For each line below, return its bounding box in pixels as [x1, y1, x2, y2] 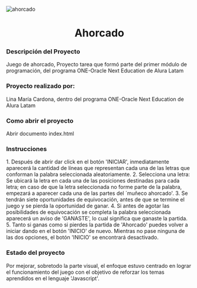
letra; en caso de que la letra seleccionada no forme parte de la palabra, [6, 184, 182, 191]
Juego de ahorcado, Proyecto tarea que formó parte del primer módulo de [6, 61, 188, 68]
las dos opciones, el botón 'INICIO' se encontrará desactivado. [6, 234, 159, 241]
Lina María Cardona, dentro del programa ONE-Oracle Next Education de [6, 95, 185, 103]
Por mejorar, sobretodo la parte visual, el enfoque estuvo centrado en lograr [6, 262, 191, 269]
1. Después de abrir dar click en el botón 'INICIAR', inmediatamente [6, 158, 170, 165]
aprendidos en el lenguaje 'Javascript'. [6, 274, 99, 281]
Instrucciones [6, 145, 47, 153]
